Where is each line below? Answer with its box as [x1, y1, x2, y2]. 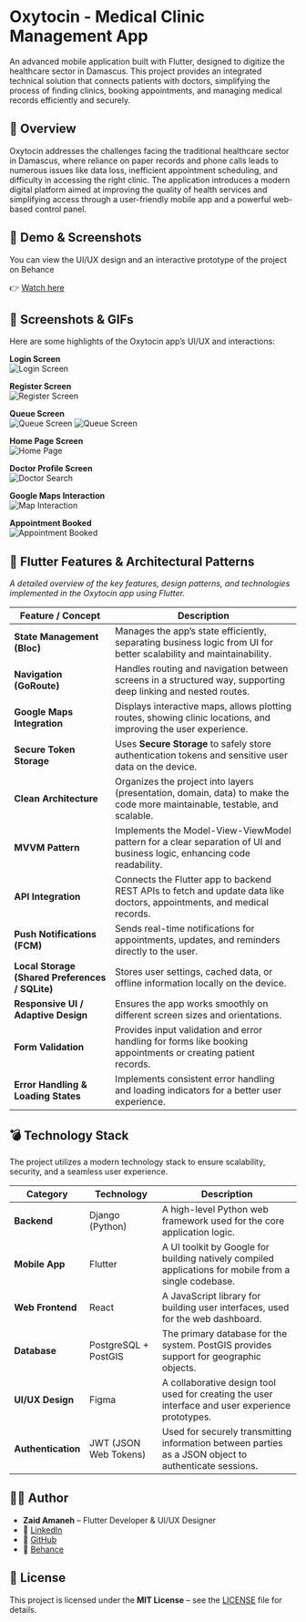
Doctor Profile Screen [9, 463, 93, 474]
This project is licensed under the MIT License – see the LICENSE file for [9, 1594, 282, 1606]
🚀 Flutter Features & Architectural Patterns [9, 553, 255, 569]
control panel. [35, 203, 87, 214]
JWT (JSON [89, 1437, 141, 1449]
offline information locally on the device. [115, 977, 287, 990]
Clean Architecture [14, 792, 98, 805]
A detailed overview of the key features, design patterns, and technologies [9, 578, 291, 589]
